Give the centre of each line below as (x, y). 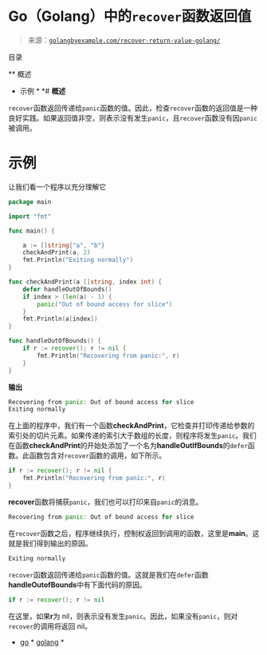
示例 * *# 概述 (43, 91)
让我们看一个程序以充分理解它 (57, 187)
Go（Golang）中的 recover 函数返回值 (130, 16)
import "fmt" (30, 216)
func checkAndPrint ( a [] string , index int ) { (85, 282)
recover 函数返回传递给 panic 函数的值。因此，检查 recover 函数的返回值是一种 (133, 108)
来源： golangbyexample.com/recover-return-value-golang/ (124, 40)
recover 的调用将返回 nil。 (50, 626)
